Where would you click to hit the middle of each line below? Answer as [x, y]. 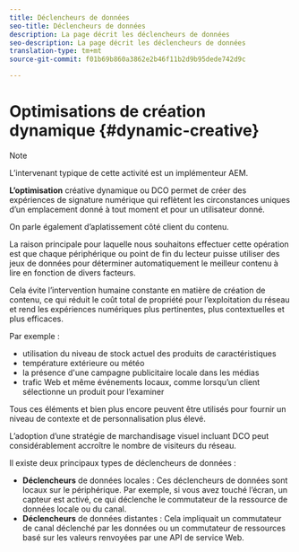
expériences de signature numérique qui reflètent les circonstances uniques [150, 199]
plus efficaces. [37, 319]
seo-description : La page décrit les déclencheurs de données [128, 43]
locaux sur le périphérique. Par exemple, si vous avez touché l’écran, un [155, 489]
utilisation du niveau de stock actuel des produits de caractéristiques [149, 353]
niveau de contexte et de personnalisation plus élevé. [107, 418]
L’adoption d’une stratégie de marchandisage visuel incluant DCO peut [139, 435]
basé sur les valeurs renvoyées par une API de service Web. [133, 537]
